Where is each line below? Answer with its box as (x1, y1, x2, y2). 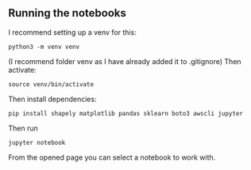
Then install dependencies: (8, 94, 97, 104)
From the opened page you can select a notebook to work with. (8, 153, 216, 162)
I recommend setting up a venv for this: (8, 27, 137, 37)
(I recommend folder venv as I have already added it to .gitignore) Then (8, 56, 241, 66)
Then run (8, 123, 38, 133)
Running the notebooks (8, 6, 127, 20)
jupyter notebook (8, 138, 66, 146)
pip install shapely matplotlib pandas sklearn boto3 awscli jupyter (8, 109, 244, 117)
